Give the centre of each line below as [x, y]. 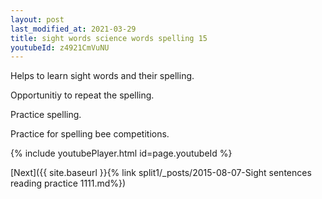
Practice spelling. [46, 115]
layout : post [37, 19]
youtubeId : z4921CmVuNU [60, 47]
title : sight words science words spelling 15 [109, 38]
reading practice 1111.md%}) [68, 183]
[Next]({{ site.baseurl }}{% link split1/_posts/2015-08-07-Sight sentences [161, 173]
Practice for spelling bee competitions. [90, 134]
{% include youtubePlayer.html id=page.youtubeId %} [121, 153]
